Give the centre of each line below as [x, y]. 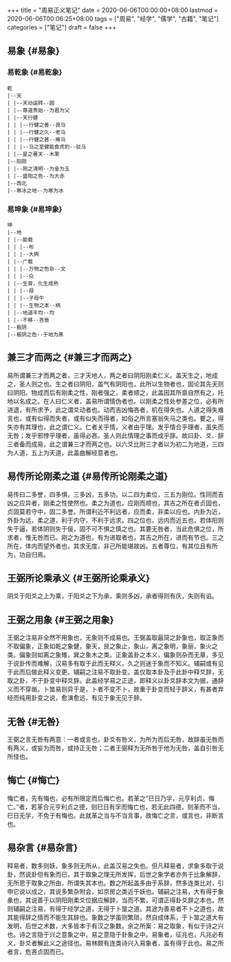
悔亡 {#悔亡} [34, 780]
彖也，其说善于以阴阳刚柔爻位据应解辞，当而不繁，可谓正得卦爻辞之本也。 [112, 900]
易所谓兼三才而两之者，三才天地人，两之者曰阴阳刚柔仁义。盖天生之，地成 [112, 375]
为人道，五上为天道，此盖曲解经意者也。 [64, 452]
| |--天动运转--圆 [31, 103]
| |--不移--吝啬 [28, 320]
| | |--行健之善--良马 [36, 125]
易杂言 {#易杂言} [43, 848]
